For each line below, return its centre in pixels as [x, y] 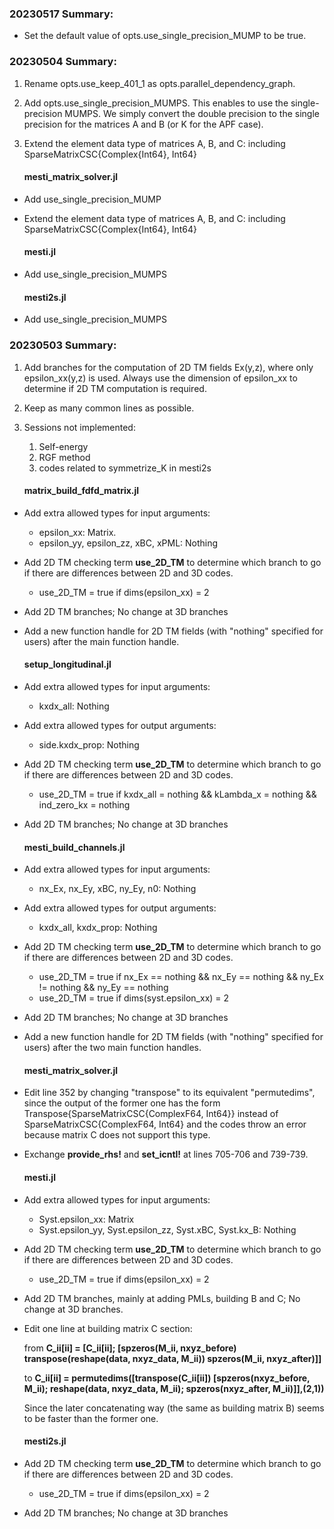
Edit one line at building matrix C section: [108, 1328]
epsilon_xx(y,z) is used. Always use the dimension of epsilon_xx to [160, 378]
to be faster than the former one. [91, 1418]
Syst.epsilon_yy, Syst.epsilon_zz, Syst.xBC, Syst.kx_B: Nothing [167, 1229]
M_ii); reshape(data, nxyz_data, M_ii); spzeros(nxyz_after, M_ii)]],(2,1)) [174, 1388]
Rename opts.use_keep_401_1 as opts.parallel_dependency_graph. [159, 83]
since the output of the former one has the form [122, 1103]
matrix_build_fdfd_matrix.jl [81, 491]
